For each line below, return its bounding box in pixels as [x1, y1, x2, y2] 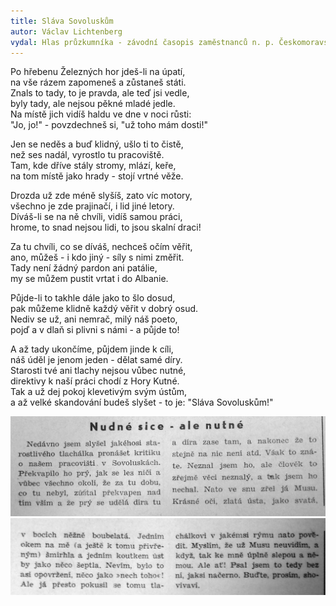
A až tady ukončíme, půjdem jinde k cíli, [10, 343, 174, 355]
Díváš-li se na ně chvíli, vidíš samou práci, [10, 211, 183, 223]
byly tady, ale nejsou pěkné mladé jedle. [10, 98, 176, 110]
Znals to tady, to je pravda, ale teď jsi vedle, [10, 87, 190, 99]
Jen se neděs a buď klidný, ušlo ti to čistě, [10, 138, 184, 150]
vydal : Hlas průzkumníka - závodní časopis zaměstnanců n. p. [10, 37, 275, 47]
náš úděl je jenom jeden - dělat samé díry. [10, 354, 183, 366]
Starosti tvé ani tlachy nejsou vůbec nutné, [10, 365, 187, 377]
